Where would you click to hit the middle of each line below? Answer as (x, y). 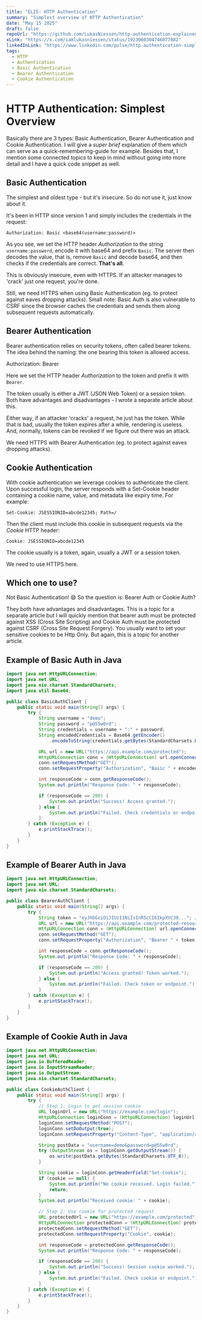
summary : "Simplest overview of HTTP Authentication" (75, 17)
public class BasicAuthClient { (47, 702)
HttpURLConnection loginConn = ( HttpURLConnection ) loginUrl (117, 1118)
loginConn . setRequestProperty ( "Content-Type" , (98, 1134)
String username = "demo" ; (72, 718)
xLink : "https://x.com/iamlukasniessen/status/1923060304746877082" (94, 40)
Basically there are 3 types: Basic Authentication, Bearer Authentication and (100, 139)
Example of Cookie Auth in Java (67, 1037)
